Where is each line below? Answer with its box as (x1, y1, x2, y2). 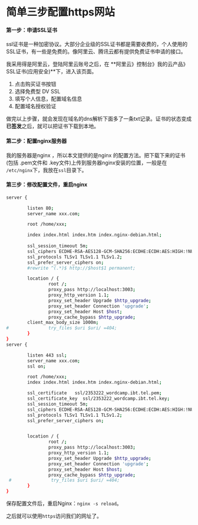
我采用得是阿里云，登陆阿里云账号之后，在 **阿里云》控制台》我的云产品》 (6, 60, 189, 68)
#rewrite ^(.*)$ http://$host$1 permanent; (27, 265, 136, 271)
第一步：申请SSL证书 (6, 26, 58, 33)
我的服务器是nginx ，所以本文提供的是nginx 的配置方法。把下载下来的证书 (6, 151, 186, 158)
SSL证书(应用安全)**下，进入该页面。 (6, 68, 97, 75)
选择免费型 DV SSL (14, 88, 61, 95)
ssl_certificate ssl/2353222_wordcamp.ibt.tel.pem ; (27, 390, 162, 396)
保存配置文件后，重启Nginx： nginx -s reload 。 (6, 500, 122, 507)
